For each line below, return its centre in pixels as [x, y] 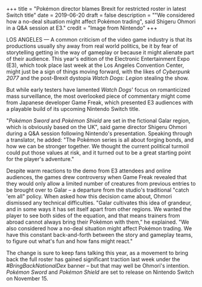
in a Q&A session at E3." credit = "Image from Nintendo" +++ [82, 28]
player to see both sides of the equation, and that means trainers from [93, 216]
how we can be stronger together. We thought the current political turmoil [98, 146]
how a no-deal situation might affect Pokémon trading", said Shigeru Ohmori [101, 21]
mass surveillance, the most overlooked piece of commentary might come [99, 96]
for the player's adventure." [40, 159]
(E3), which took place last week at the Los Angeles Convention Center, [95, 65]
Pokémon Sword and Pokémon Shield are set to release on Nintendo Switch [100, 272]
